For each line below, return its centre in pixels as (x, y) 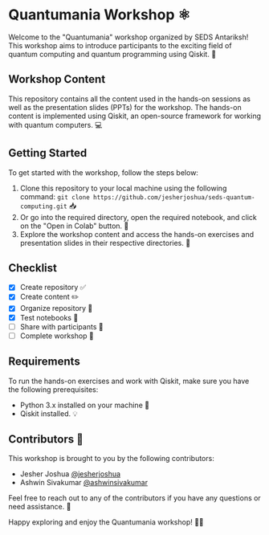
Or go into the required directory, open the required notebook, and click (138, 217)
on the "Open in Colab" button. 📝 (74, 226)
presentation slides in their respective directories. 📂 (105, 243)
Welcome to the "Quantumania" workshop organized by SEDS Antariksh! (128, 37)
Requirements (44, 362)
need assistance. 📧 (40, 507)
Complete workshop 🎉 (57, 336)
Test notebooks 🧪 (49, 317)
